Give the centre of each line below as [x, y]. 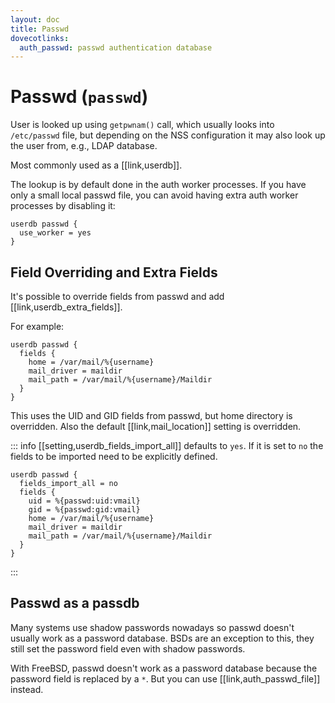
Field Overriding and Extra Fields [114, 272]
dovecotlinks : [40, 38]
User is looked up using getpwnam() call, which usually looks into [142, 125]
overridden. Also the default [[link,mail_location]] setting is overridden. [156, 426]
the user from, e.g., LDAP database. [84, 146]
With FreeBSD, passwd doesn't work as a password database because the [164, 668]
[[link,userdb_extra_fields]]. [66, 307]
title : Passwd [40, 29]
